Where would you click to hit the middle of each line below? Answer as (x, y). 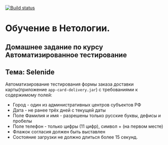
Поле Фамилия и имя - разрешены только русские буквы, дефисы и (87, 116)
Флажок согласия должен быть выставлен (59, 132)
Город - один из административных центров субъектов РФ (77, 105)
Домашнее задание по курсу (54, 47)
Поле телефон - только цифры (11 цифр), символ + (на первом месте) (88, 126)
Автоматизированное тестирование (66, 55)
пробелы (22, 121)
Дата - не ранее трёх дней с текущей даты (59, 110)
